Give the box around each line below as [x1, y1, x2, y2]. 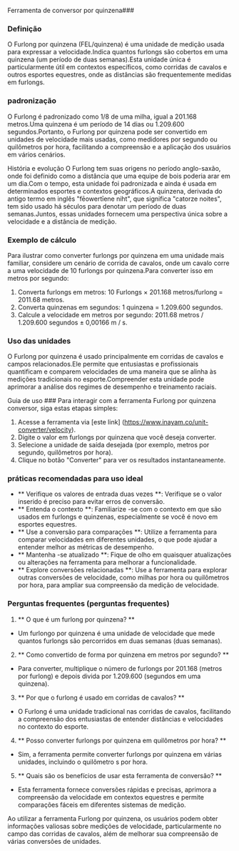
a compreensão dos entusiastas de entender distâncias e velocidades [17, 715, 223, 723]
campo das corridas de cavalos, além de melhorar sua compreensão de [7, 829, 219, 838]
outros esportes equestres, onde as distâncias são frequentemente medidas [7, 71, 232, 79]
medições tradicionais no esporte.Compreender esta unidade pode [7, 375, 205, 384]
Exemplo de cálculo [7, 235, 77, 245]
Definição [7, 24, 42, 34]
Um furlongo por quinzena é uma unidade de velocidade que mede [17, 629, 215, 637]
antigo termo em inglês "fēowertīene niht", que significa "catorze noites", [7, 194, 223, 203]
